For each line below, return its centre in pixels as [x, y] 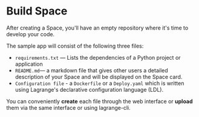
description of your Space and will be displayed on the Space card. [99, 77]
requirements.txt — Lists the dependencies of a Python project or [98, 57]
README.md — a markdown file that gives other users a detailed [91, 70]
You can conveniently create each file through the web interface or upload [99, 101]
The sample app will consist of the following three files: [75, 46]
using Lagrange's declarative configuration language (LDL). [89, 89]
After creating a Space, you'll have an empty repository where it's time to [97, 28]
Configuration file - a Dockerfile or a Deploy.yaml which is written [99, 83]
